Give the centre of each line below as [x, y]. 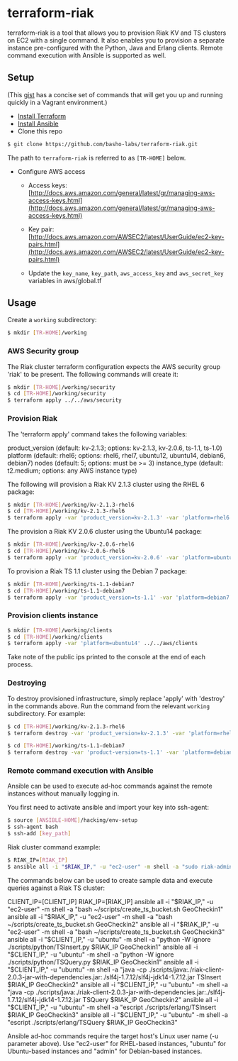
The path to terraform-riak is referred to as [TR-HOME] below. [97, 158]
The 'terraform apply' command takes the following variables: [97, 434]
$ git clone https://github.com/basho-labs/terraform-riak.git [103, 144]
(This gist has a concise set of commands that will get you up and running [115, 94]
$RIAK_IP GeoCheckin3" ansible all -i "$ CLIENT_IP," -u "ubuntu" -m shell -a [118, 1015]
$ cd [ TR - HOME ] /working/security [57, 394]
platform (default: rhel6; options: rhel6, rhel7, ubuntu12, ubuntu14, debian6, [116, 455]
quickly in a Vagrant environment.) [57, 102]
